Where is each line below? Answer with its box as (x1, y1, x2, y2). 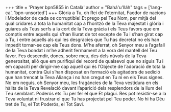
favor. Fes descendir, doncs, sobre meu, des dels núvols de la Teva (5, 53, 146, 59)
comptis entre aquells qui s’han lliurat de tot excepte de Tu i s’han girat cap (5, 31, 163, 37)
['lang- (148, 5, 162, 10)
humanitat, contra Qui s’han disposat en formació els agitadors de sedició (5, 69, 161, 75)
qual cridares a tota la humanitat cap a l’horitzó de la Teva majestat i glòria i (5, 20, 164, 26)
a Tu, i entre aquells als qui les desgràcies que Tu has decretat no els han (5, 36, 160, 43)
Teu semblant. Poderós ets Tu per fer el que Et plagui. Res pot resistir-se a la (5, 91, 167, 96)
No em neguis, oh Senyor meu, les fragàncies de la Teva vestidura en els (5, 80, 159, 86)
